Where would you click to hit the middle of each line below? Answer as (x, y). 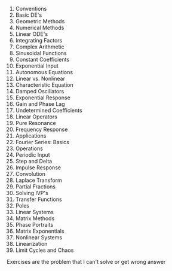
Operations (29, 148)
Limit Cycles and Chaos (44, 250)
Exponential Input (37, 66)
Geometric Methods (40, 21)
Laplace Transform (39, 180)
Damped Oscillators (40, 91)
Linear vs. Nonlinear (40, 78)
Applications (31, 136)
